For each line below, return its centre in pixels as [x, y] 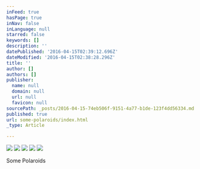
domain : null [28, 92]
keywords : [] [23, 40]
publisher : [20, 80]
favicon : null [29, 102]
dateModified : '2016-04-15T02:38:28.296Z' [61, 57]
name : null [26, 86]
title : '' [19, 63]
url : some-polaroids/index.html [47, 120]
